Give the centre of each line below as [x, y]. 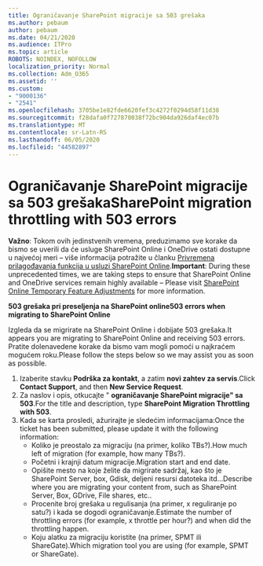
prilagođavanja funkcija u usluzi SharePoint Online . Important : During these [130, 266]
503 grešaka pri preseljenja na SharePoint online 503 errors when [117, 307]
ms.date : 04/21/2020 [42, 37]
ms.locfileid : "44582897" [50, 147]
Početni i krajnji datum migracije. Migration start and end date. [131, 462]
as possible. [27, 363]
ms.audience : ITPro [40, 45]
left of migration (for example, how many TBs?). [108, 454]
